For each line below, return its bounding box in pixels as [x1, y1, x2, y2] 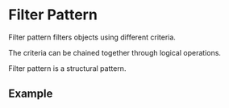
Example [8, 87, 53, 101]
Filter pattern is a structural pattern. [8, 63, 127, 73]
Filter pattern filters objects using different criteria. [8, 32, 176, 42]
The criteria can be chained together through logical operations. [8, 48, 222, 57]
